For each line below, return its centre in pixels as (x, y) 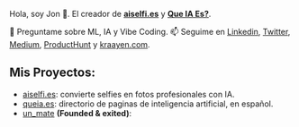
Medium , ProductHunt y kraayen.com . (80, 44)
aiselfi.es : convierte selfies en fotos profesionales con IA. (128, 94)
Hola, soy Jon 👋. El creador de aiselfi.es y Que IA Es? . (110, 14)
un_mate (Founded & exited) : (77, 113)
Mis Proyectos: (53, 73)
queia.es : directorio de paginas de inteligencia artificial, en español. (148, 104)
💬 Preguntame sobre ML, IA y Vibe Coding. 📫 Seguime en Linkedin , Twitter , (150, 32)
